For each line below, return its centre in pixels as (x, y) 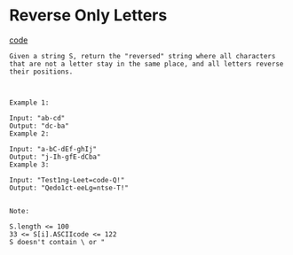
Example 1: (29, 103)
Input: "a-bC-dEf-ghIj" (53, 149)
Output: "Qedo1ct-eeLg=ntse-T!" (69, 188)
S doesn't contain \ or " (57, 242)
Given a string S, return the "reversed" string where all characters (143, 56)
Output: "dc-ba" (39, 126)
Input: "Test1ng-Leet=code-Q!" (67, 180)
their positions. (41, 72)
